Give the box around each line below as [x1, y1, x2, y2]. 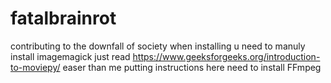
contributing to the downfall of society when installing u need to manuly [10, 40, 306, 52]
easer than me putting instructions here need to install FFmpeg [62, 61, 322, 73]
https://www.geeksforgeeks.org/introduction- [132, 50, 321, 62]
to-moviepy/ [10, 61, 61, 73]
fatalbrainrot [10, 7, 117, 30]
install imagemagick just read [10, 50, 131, 62]
